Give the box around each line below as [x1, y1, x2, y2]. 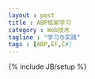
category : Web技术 [8, 26, 70, 34]
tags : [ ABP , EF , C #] [8, 41, 73, 48]
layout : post [8, 11, 55, 20]
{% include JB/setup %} [8, 62, 87, 71]
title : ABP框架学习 [8, 19, 71, 27]
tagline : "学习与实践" [8, 33, 81, 41]
